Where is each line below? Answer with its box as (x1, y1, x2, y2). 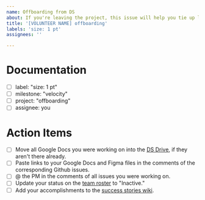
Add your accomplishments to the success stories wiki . (15, 187, 154, 194)
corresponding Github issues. (15, 166, 90, 174)
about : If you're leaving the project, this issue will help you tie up (6, 15, 195, 21)
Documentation (6, 63, 87, 77)
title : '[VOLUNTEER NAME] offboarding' (6, 20, 108, 26)
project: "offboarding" (15, 97, 71, 104)
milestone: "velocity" (15, 90, 68, 98)
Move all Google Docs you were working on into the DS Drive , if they (15, 146, 188, 153)
